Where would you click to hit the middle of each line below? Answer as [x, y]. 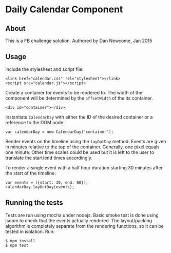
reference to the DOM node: [35, 122]
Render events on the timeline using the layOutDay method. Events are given [86, 141]
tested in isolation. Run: [30, 231]
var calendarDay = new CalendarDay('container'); [60, 132]
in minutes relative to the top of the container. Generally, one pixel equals [83, 147]
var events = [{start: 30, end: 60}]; [47, 182]
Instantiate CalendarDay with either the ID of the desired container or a [79, 117]
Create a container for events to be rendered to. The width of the [74, 92]
